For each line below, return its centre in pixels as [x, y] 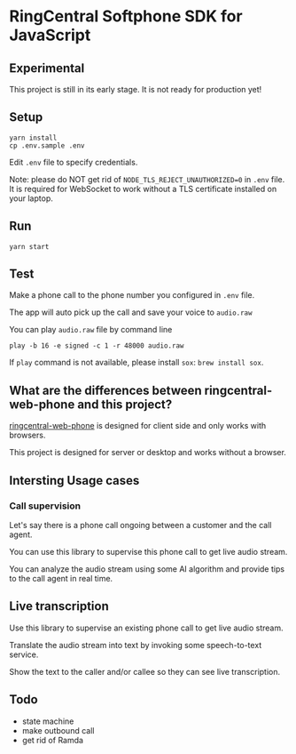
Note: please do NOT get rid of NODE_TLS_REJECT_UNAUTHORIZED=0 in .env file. [147, 179]
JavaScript [50, 35]
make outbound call [58, 730]
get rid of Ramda [53, 740]
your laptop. [31, 198]
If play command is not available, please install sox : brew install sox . [136, 363]
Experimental [47, 68]
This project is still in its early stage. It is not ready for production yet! [136, 89]
